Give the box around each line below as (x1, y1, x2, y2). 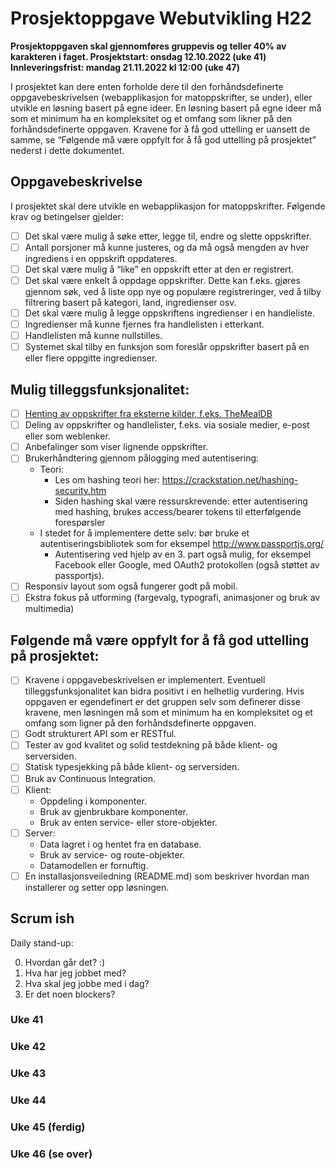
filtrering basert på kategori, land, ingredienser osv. (24, 297, 237, 308)
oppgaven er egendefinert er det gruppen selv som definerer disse (24, 696, 301, 708)
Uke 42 (10, 1040, 47, 1054)
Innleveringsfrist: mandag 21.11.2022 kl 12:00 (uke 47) (10, 61, 241, 73)
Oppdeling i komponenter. (39, 795, 147, 807)
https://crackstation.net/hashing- (161, 474, 299, 486)
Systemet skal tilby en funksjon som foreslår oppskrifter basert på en (24, 341, 310, 353)
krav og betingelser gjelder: (10, 210, 124, 222)
